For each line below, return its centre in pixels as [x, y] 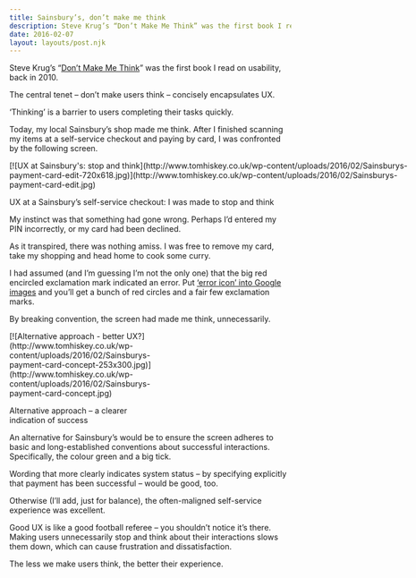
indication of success [49, 421]
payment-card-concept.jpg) [61, 394]
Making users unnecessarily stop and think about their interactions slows [144, 537]
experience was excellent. [57, 510]
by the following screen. [54, 149]
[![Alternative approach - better [67, 336]
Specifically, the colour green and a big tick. [90, 456]
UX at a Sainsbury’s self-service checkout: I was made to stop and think [142, 202]
